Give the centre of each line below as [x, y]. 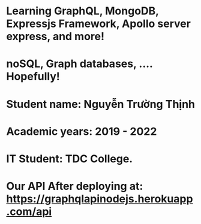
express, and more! [55, 37]
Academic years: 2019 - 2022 [82, 131]
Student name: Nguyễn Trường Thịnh [101, 104]
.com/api [29, 212]
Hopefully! [33, 77]
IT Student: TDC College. [70, 158]
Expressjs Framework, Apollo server [98, 24]
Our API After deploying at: [75, 186]
